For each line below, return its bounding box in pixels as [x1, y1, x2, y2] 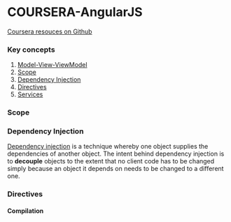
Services [17, 90, 43, 98]
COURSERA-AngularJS [7, 4, 143, 20]
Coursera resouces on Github [7, 27, 92, 36]
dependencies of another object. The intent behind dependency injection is [7, 149, 225, 158]
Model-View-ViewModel [17, 61, 87, 69]
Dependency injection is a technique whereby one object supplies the [7, 142, 209, 151]
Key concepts [7, 45, 55, 54]
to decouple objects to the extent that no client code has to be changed [7, 157, 215, 165]
